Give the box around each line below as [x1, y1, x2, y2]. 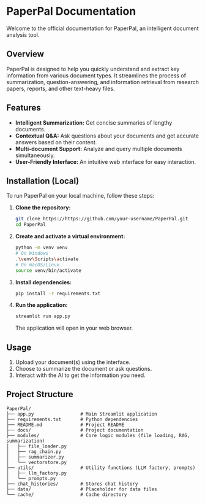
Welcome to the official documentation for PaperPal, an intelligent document [6, 25, 199, 32]
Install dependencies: [15, 278, 72, 286]
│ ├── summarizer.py [6, 454, 64, 460]
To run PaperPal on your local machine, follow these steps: [6, 192, 155, 200]
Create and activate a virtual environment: [15, 233, 125, 240]
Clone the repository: [15, 204, 71, 211]
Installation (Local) [6, 176, 80, 186]
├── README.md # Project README [6, 422, 124, 428]
